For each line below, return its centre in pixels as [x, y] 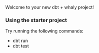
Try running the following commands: [44, 31]
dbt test [21, 46]
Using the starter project [36, 20]
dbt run [20, 41]
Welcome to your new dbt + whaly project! [50, 7]
